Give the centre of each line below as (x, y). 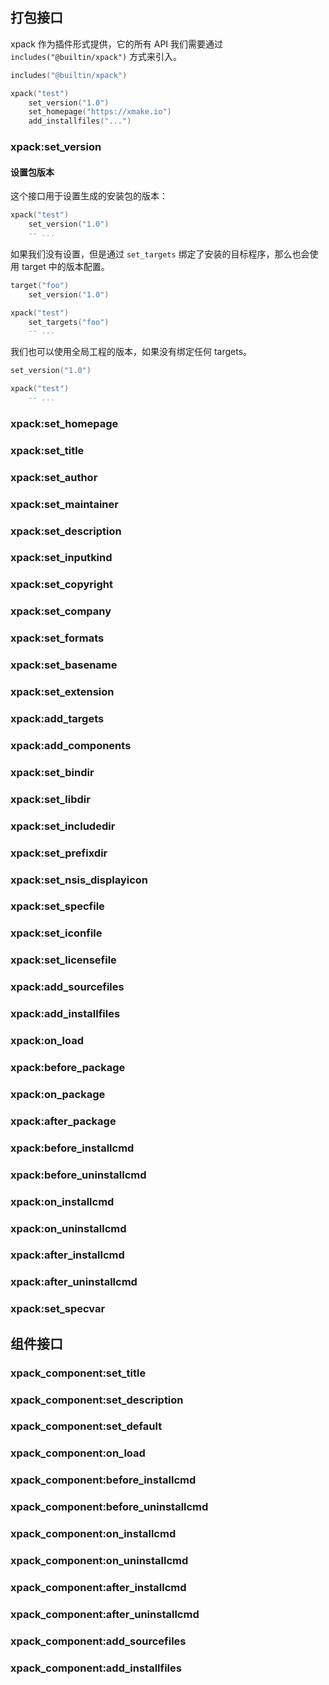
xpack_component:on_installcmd (93, 1534)
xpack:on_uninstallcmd (68, 1228)
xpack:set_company (61, 611)
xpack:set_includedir (63, 826)
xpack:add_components (71, 745)
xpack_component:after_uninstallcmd (105, 1614)
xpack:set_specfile (57, 906)
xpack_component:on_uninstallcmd (99, 1561)
